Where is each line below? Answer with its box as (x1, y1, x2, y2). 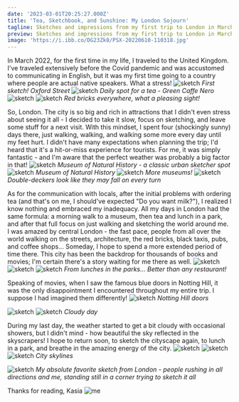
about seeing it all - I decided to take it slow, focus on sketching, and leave (7, 115, 226, 124)
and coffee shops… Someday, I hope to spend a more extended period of (7, 242, 223, 251)
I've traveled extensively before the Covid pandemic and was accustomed (7, 64, 225, 72)
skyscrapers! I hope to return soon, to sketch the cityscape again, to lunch (7, 337, 225, 345)
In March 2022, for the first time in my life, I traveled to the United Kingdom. (7, 56, 229, 65)
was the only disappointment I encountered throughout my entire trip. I (7, 286, 215, 295)
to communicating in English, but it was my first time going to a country (7, 72, 216, 80)
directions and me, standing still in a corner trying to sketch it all (7, 373, 196, 381)
